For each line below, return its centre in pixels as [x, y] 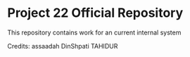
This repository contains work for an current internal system [94, 32]
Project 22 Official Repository [95, 13]
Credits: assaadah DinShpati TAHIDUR [63, 46]
